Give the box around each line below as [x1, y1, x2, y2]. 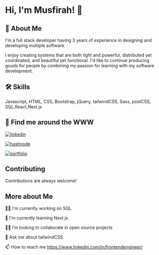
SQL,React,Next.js [5, 103, 42, 109]
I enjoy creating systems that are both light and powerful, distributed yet [5, 52, 152, 58]
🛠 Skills [5, 83, 31, 91]
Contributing [5, 165, 45, 173]
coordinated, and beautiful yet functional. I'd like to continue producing [5, 57, 150, 63]
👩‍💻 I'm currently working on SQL [5, 205, 72, 211]
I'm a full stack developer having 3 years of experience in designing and [5, 37, 152, 43]
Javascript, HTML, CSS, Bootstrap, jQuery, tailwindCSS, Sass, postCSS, [5, 99, 151, 104]
